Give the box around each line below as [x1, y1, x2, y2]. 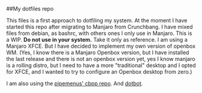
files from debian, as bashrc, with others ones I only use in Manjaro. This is [6, 30, 192, 37]
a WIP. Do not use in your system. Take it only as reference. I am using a [6, 36, 188, 43]
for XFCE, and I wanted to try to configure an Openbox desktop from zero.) [6, 68, 192, 75]
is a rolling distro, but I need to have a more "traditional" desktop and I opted [6, 62, 196, 69]
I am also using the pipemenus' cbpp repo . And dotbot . [6, 80, 144, 87]
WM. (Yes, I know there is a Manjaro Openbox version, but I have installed [6, 49, 189, 56]
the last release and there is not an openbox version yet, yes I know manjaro [6, 56, 195, 62]
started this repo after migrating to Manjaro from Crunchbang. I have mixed [6, 24, 193, 30]
